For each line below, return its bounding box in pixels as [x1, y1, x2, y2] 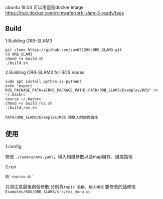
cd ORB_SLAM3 [5, 51, 33, 56]
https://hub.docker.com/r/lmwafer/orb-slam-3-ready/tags [5, 10, 124, 16]
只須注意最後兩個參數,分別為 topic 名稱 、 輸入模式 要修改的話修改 [5, 183, 136, 189]
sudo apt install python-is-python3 [5, 79, 82, 84]
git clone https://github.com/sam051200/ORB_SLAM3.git [5, 47, 122, 52]
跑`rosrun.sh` [5, 174, 34, 179]
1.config [5, 143, 22, 149]
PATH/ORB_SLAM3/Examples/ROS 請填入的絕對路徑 [5, 114, 98, 120]
